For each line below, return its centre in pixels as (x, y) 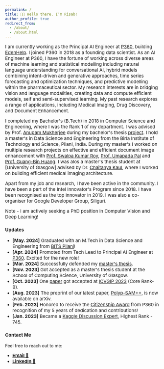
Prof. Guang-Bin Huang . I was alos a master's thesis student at (73, 162)
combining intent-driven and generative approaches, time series (74, 76)
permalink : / (18, 10)
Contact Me (18, 335)
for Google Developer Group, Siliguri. (67, 201)
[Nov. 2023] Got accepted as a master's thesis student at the (79, 270)
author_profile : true (27, 19)
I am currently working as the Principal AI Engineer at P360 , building (79, 47)
